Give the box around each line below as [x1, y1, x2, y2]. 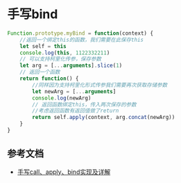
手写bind [7, 6, 58, 22]
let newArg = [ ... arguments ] [32, 88, 117, 95]
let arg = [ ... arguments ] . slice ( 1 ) [19, 62, 123, 70]
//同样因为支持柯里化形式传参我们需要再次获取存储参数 [32, 81, 168, 88]
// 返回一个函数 [19, 69, 60, 76]
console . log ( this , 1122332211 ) [19, 49, 110, 56]
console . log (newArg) [32, 95, 92, 102]
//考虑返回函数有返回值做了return [32, 107, 119, 115]
